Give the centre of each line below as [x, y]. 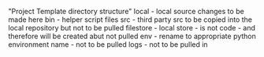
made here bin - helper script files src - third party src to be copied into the [130, 20]
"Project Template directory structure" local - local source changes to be [126, 11]
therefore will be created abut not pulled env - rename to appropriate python [132, 36]
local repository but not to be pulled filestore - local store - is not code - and [132, 28]
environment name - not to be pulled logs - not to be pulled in [108, 45]
